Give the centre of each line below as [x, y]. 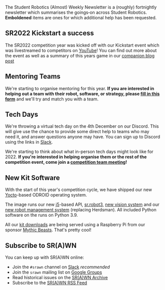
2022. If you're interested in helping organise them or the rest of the [76, 157]
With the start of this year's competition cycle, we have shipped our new [79, 190]
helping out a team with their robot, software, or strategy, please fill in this [82, 94]
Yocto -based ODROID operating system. [46, 195]
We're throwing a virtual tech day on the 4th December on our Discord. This [82, 126]
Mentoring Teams [33, 76]
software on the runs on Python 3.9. [42, 215]
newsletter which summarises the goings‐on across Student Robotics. [76, 12]
